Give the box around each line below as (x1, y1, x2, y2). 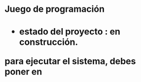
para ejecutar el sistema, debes (4, 56, 136, 67)
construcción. (19, 37, 78, 48)
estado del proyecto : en (19, 26, 121, 38)
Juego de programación (4, 3, 105, 15)
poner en (4, 66, 42, 78)
